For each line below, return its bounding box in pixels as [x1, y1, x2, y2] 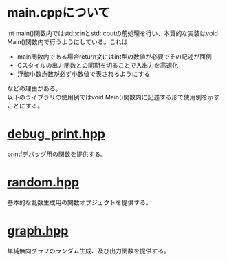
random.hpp [7, 175, 80, 191]
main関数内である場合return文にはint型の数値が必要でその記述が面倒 [17, 52, 212, 61]
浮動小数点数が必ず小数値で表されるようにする [17, 69, 150, 78]
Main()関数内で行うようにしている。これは [7, 37, 128, 46]
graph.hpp [7, 223, 69, 238]
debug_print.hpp [7, 126, 105, 142]
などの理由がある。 [7, 84, 62, 93]
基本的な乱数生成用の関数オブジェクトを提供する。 [7, 198, 152, 206]
